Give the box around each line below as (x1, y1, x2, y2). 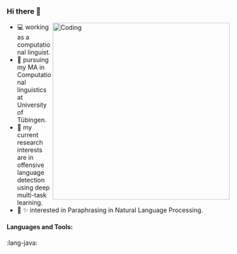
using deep (16, 183, 50, 192)
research (16, 138, 43, 147)
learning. (16, 198, 43, 207)
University (16, 100, 47, 109)
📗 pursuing (16, 56, 49, 64)
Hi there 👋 (6, 6, 42, 16)
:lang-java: (6, 238, 38, 247)
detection (16, 176, 45, 185)
